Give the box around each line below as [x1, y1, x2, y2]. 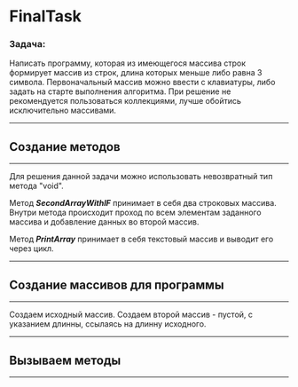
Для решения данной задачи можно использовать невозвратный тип [9, 171, 273, 182]
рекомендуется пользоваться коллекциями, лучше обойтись [9, 96, 242, 107]
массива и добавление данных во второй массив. [9, 217, 200, 227]
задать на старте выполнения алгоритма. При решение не [9, 86, 231, 97]
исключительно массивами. [9, 105, 117, 116]
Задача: [9, 38, 46, 51]
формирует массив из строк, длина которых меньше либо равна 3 [9, 67, 263, 78]
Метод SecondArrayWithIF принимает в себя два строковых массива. [9, 198, 277, 209]
